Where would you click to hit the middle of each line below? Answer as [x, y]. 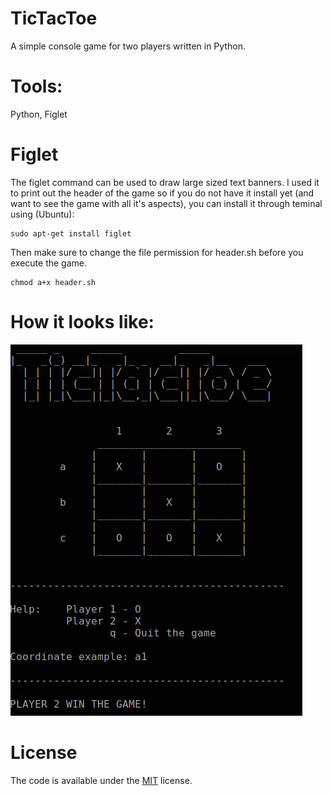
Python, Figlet [39, 114]
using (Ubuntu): [42, 214]
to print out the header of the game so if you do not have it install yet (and [162, 193]
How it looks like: [82, 322]
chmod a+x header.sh [53, 282]
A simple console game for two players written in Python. [128, 46]
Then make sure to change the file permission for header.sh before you [157, 252]
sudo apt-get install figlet [71, 233]
